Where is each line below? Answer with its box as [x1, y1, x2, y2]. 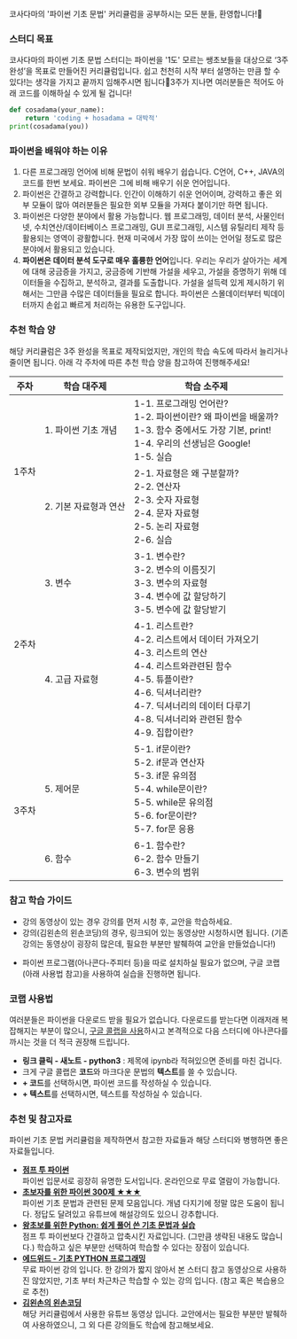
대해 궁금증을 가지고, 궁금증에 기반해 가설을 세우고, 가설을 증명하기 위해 [31, 266, 277, 277]
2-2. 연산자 [134, 480, 182, 493]
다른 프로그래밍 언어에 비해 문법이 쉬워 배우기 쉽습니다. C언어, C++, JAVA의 [21, 167, 285, 177]
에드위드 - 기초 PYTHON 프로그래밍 [21, 1253, 146, 1264]
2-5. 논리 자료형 [134, 520, 199, 533]
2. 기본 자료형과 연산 [43, 500, 126, 512]
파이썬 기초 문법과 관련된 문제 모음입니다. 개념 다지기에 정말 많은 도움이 [21, 1198, 269, 1209]
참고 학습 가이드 [9, 894, 73, 907]
